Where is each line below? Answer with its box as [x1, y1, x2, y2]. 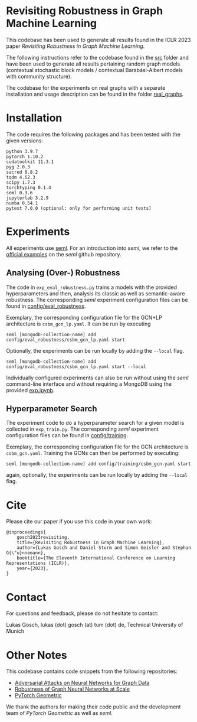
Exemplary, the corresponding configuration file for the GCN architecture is [6, 443, 189, 450]
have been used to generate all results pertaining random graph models [6, 60, 180, 67]
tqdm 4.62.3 [6, 174, 35, 180]
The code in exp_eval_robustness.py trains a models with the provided [6, 284, 178, 291]
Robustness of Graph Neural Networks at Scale [14, 685, 130, 692]
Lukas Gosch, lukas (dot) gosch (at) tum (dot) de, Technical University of [6, 622, 183, 629]
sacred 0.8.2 [6, 169, 38, 175]
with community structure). [6, 73, 72, 80]
